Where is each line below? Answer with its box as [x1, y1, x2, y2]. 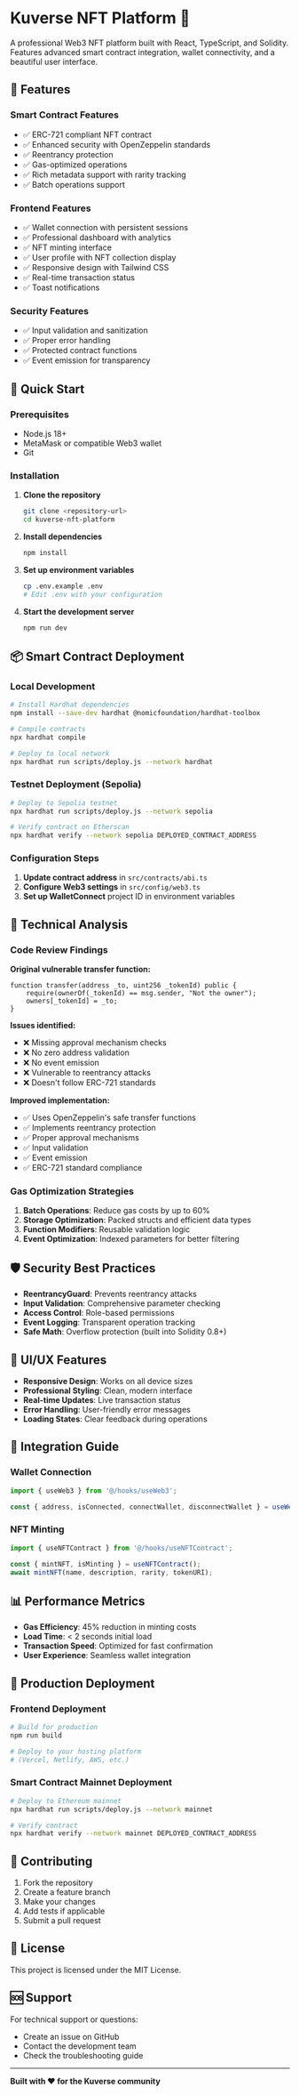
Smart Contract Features [10, 109, 119, 121]
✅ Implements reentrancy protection [22, 1123, 156, 1133]
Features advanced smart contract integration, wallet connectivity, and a [10, 46, 276, 57]
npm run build [10, 1730, 63, 1740]
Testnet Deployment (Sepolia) [10, 778, 142, 791]
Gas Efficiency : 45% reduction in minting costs [22, 1622, 197, 1632]
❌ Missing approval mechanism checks [22, 1037, 167, 1048]
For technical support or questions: [10, 2014, 138, 2025]
